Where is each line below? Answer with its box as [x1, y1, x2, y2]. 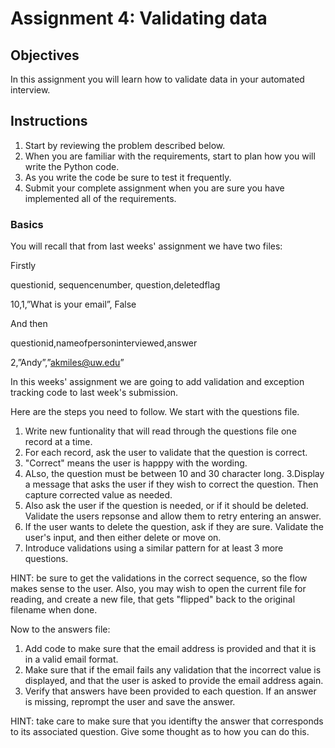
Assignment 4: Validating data [10, 7, 268, 30]
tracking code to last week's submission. [10, 387, 179, 399]
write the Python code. [24, 160, 120, 172]
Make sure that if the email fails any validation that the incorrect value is [24, 664, 322, 676]
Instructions [10, 113, 88, 130]
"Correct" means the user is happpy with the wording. [24, 457, 248, 469]
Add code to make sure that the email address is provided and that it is [24, 643, 317, 655]
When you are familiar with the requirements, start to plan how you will [24, 150, 316, 162]
